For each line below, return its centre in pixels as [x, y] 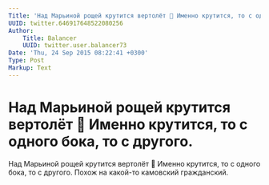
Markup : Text [30, 68]
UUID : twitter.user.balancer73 [75, 46]
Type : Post [26, 61]
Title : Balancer [50, 38]
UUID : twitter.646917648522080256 [66, 23]
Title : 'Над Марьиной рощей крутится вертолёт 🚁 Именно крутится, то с [130, 16]
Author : [21, 30]
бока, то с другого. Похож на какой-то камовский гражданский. [118, 172]
